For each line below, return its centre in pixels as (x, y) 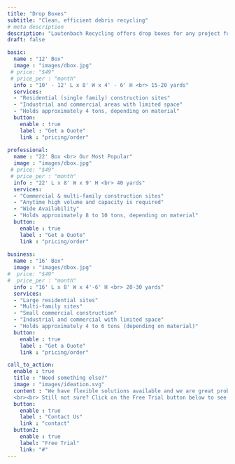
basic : (17, 53)
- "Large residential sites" (56, 300)
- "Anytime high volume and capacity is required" (89, 203)
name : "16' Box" (39, 261)
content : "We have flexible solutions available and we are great (114, 391)
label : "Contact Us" (51, 417)
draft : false (26, 40)
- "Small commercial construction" (65, 313)
